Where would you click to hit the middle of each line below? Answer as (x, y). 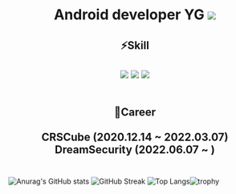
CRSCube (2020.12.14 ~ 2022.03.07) (135, 137)
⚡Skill (135, 45)
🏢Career (135, 112)
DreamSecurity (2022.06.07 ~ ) (135, 150)
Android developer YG (129, 15)
